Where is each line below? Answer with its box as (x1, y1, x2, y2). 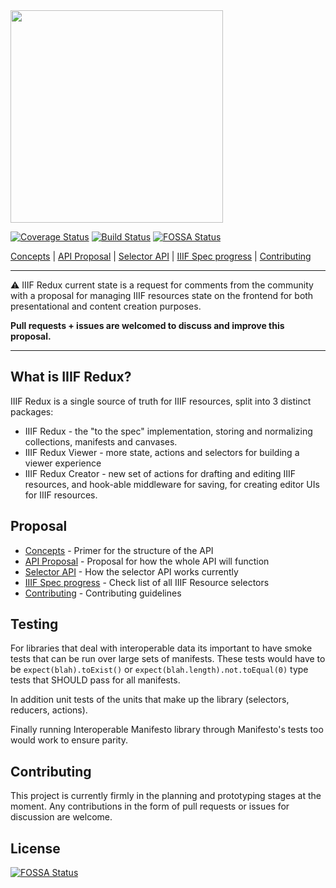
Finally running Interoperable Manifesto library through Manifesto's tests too (10, 724, 324, 736)
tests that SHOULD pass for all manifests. (10, 674, 181, 686)
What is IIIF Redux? (10, 369, 132, 386)
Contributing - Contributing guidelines (24, 587, 182, 599)
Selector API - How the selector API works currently (24, 565, 239, 578)
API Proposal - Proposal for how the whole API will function (24, 555, 270, 567)
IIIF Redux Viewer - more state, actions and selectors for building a (24, 446, 300, 458)
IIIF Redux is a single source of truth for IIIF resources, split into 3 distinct (10, 395, 312, 407)
